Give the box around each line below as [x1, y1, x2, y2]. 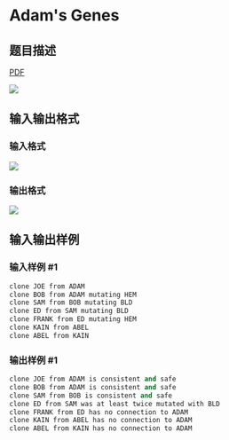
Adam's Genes [9, 5, 120, 26]
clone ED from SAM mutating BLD [9, 307, 129, 316]
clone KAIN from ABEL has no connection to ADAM [9, 416, 193, 425]
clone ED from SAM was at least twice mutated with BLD [9, 399, 220, 408]
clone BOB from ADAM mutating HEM [9, 290, 138, 299]
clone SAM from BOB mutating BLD [9, 298, 133, 307]
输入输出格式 [9, 112, 80, 127]
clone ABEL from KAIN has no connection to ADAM [9, 424, 193, 433]
